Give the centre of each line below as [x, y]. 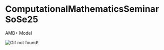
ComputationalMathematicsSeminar [82, 9]
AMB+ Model [19, 33]
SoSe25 [22, 19]
